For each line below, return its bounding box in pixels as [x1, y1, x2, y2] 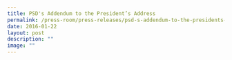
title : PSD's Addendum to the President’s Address [7, 10, 156, 17]
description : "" [7, 36, 54, 43]
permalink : [7, 17, 39, 23]
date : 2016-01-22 [7, 23, 57, 30]
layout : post [7, 29, 45, 37]
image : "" [7, 42, 36, 49]
